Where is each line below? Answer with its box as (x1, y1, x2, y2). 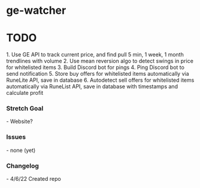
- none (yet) (6, 147, 36, 154)
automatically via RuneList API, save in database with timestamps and (6, 83, 178, 90)
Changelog (6, 162, 39, 170)
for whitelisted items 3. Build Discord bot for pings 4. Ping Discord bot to (6, 64, 184, 71)
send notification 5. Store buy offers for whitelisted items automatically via (6, 70, 190, 77)
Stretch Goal (6, 105, 44, 113)
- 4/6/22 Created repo (6, 175, 61, 183)
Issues (6, 133, 26, 141)
